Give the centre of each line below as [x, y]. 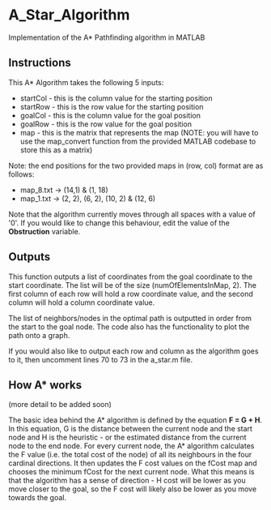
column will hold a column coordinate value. [82, 302]
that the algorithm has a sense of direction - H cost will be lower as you [127, 481]
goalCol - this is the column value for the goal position [110, 115]
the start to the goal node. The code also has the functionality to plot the [129, 327]
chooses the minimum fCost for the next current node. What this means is [131, 472]
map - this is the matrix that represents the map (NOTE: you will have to [139, 132]
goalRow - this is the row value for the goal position [106, 124]
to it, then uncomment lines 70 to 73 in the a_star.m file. [100, 359]
